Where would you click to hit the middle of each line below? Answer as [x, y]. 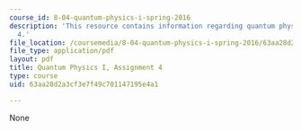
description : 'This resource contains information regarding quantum [142, 26]
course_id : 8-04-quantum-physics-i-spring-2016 [100, 17]
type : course [34, 76]
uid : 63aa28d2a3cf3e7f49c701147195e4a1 [84, 84]
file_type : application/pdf [62, 51]
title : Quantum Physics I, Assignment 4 [86, 68]
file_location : [38, 43]
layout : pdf [31, 59]
